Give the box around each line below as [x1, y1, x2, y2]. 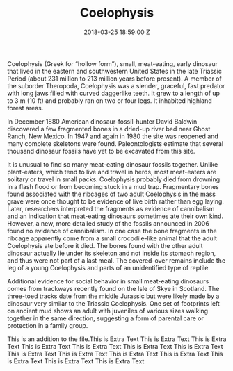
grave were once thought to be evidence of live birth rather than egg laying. [7, 197, 225, 206]
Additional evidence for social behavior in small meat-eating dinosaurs [7, 277, 209, 286]
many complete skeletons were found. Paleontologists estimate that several [7, 139, 224, 147]
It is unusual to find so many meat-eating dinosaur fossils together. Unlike [7, 160, 218, 168]
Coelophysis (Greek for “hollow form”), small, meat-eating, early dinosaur [7, 59, 218, 67]
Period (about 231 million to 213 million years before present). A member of [7, 74, 223, 83]
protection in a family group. [7, 321, 88, 329]
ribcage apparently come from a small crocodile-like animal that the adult [7, 234, 218, 242]
